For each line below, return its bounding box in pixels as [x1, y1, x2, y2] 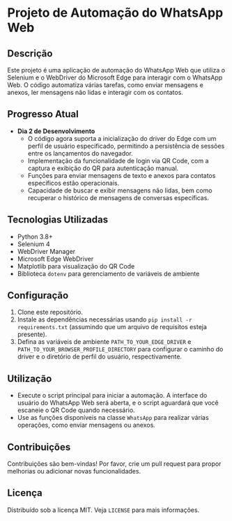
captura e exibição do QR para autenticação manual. [27, 164, 179, 172]
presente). [17, 330, 47, 339]
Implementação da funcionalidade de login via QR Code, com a [27, 156, 209, 165]
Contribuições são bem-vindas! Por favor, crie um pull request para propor [7, 460, 222, 468]
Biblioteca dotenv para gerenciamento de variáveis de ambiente [17, 269, 200, 278]
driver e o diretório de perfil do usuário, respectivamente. [17, 352, 183, 361]
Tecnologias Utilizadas [7, 214, 109, 226]
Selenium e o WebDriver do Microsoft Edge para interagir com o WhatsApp [7, 73, 223, 82]
